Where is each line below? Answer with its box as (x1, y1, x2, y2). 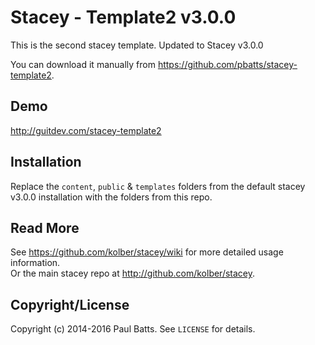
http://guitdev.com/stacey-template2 (10, 124, 162, 136)
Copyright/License (10, 296, 130, 313)
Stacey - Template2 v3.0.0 (10, 6, 237, 29)
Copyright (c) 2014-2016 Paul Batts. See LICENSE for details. (10, 323, 256, 335)
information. (10, 257, 61, 269)
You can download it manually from (10, 58, 156, 70)
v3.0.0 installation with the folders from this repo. (10, 191, 213, 203)
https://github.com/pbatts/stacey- (157, 58, 298, 70)
